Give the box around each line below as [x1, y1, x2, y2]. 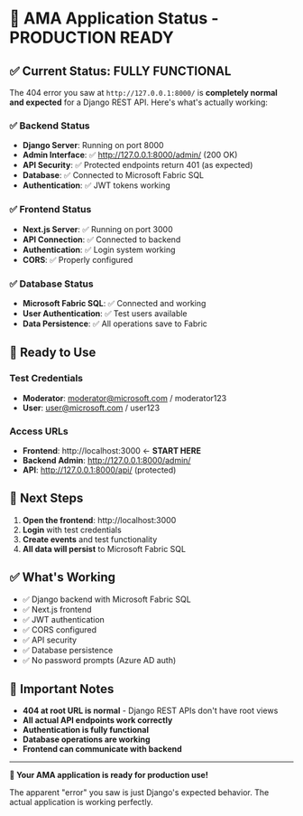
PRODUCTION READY [9, 27, 174, 48]
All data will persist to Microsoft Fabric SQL [22, 543, 187, 554]
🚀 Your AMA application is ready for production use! [9, 770, 209, 781]
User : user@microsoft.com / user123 [22, 402, 161, 413]
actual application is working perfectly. [9, 797, 153, 808]
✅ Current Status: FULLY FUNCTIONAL [9, 63, 232, 79]
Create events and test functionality [22, 533, 158, 545]
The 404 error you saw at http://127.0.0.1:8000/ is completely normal [9, 88, 278, 98]
